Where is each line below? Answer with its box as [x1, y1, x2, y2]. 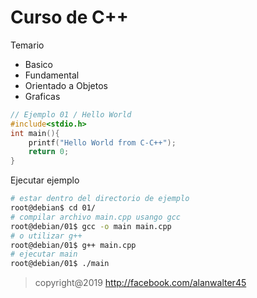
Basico [24, 58, 53, 70]
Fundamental [24, 69, 80, 81]
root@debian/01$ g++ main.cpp [10, 240, 137, 250]
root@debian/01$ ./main [10, 259, 110, 269]
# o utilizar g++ [10, 231, 83, 241]
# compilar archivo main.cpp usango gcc [10, 212, 182, 222]
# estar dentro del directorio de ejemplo [10, 194, 190, 204]
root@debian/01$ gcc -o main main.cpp [10, 221, 172, 231]
